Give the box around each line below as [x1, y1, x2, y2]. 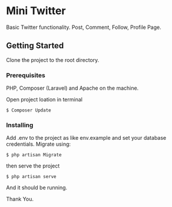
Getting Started [6, 41, 64, 51]
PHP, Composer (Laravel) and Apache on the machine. [6, 84, 139, 92]
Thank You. [6, 196, 34, 203]
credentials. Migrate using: [6, 140, 71, 148]
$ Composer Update [6, 107, 51, 113]
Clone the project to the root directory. [6, 56, 100, 63]
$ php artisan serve [6, 174, 57, 180]
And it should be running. [6, 184, 68, 191]
